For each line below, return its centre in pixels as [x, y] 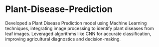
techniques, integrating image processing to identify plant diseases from [80, 28]
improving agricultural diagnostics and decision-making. [63, 39]
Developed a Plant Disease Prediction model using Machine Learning [76, 23]
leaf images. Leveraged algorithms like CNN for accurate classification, [78, 33]
